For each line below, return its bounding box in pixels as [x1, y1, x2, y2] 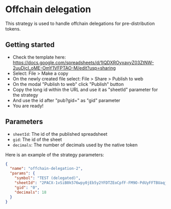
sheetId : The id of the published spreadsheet [12, 131, 108, 137]
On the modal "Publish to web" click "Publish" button [12, 81, 124, 87]
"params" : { [10, 171, 36, 176]
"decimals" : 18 [14, 190, 47, 195]
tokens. [5, 25, 21, 32]
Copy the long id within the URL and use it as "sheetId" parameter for [12, 86, 158, 93]
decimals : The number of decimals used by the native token [12, 141, 138, 148]
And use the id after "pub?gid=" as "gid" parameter [12, 97, 121, 103]
